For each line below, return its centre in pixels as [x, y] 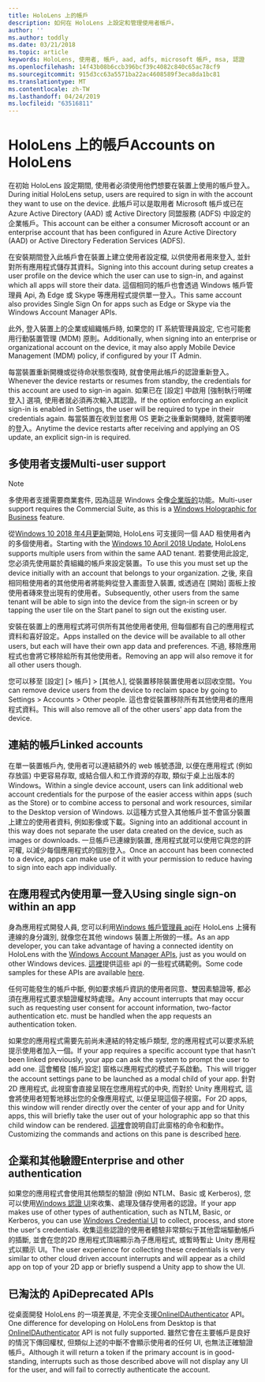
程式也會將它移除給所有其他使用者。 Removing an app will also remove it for [131, 656]
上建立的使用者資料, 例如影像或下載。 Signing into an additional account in [128, 822]
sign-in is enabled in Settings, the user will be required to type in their [121, 409]
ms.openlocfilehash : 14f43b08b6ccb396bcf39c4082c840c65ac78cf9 [114, 67]
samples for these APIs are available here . [77, 972]
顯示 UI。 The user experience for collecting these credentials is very [133, 1250]
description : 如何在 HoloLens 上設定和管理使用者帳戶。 [93, 23]
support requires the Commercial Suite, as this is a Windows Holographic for [132, 508]
